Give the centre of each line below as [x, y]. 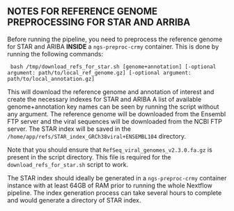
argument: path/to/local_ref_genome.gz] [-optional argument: [99, 72]
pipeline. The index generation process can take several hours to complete [115, 193]
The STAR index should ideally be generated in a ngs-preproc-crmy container [117, 178]
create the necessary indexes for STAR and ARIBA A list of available [104, 99]
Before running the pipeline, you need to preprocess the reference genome [115, 39]
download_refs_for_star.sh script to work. [68, 164]
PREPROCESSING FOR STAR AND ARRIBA [99, 23]
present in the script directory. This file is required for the [89, 157]
